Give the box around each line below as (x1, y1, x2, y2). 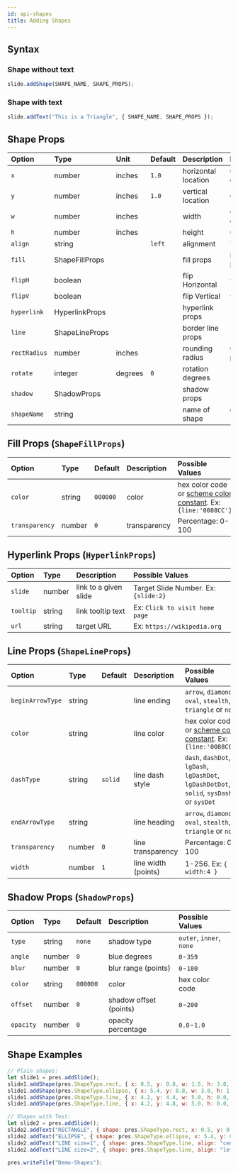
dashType (11, 776, 40, 784)
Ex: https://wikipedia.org (133, 621, 222, 631)
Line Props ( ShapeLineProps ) (7, 645, 131, 657)
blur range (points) (108, 963, 171, 973)
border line (182, 324, 219, 334)
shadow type (108, 937, 152, 947)
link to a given (76, 582, 123, 592)
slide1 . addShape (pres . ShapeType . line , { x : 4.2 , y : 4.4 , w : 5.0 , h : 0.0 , (7, 1094, 230, 1101)
